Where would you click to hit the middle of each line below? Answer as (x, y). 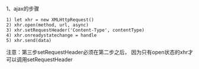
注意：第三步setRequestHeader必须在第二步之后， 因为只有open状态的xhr (97, 52)
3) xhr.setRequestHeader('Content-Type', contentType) (75, 30)
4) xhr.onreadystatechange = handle (51, 35)
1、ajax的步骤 (23, 9)
